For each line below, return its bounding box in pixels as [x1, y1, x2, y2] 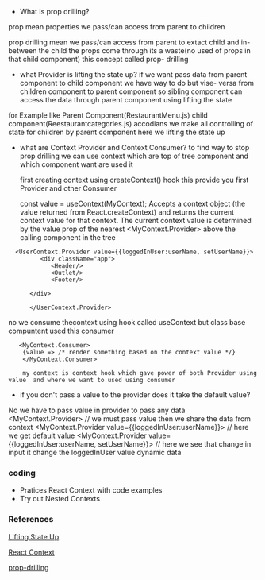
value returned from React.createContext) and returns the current [19, 207, 235, 217]
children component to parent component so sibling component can [19, 87, 243, 96]
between [8, 46, 37, 55]
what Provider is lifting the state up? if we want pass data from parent [19, 70, 248, 79]
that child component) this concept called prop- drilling [8, 55, 189, 64]
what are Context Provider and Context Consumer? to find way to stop [19, 143, 250, 152]
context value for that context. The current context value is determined [19, 216, 252, 225]
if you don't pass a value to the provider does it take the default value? [19, 390, 251, 400]
